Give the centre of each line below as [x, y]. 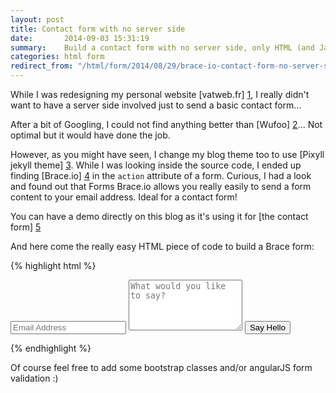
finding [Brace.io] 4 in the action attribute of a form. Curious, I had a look [161, 175]
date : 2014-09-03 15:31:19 [80, 38]
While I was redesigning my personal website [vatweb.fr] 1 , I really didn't [160, 94]
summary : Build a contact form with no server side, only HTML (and [162, 47]
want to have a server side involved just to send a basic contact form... [156, 105]
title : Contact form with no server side [98, 29]
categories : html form [57, 57]
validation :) [34, 378]
